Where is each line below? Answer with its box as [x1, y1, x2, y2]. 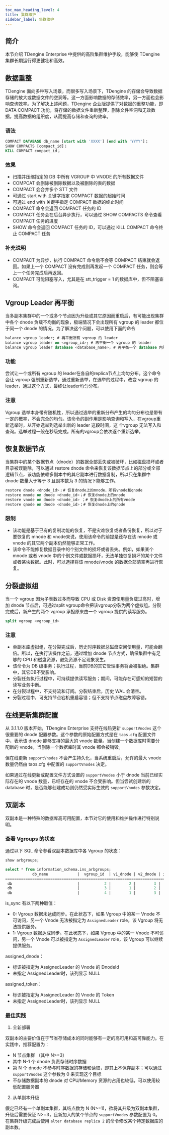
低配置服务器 [12, 1084, 39, 1090]
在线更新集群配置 [5, 711, 58, 719]
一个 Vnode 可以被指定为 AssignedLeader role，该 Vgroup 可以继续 [26, 936, 163, 942]
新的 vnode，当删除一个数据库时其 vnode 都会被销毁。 [9, 744, 123, 750]
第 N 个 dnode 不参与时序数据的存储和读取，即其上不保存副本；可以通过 [12, 1065, 162, 1071]
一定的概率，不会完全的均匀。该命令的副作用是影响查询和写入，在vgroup [5, 416, 157, 422]
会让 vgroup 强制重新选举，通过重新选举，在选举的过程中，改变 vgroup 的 [5, 377, 158, 383]
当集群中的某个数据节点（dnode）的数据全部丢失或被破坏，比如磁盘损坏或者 [5, 459, 164, 465]
